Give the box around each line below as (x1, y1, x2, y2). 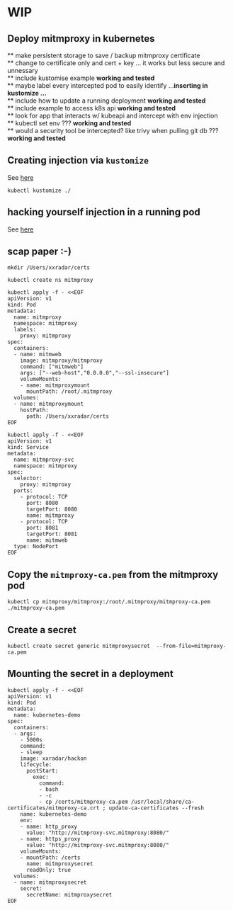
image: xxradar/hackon (20, 755, 87, 762)
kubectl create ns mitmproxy (7, 277, 93, 284)
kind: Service (7, 444, 50, 451)
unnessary (7, 67, 38, 74)
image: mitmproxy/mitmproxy (20, 357, 103, 365)
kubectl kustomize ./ (7, 187, 72, 194)
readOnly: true (25, 866, 72, 873)
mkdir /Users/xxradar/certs (7, 264, 91, 271)
